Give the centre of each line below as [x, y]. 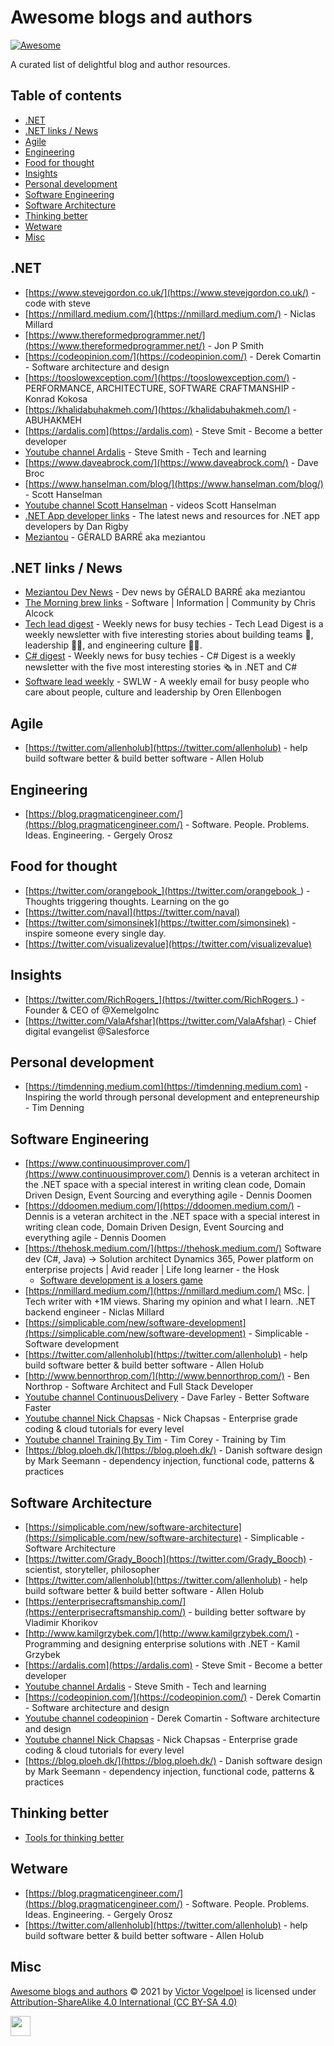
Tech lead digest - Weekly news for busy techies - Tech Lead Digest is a [174, 624]
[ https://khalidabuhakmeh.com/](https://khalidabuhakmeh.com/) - [160, 409]
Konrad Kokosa [56, 398]
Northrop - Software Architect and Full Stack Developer [139, 1387]
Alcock [39, 613]
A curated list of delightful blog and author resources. [120, 64]
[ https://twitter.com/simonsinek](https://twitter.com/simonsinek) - [160, 922]
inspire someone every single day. [95, 933]
